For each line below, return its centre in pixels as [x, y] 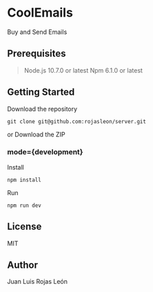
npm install [24, 180]
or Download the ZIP [36, 134]
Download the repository [42, 109]
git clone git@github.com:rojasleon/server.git [77, 121]
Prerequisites [37, 54]
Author [22, 265]
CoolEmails [40, 13]
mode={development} [45, 152]
